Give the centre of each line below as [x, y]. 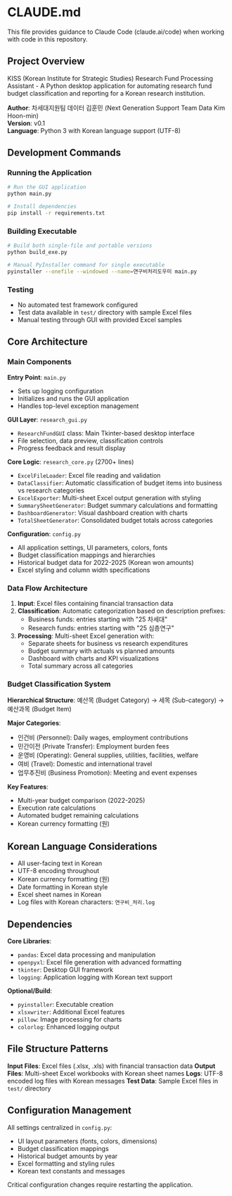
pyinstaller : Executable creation [65, 1004]
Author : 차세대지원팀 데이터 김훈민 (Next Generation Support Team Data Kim [116, 108]
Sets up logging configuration [60, 390]
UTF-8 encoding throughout [58, 871]
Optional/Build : [30, 991]
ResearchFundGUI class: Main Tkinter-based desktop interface [106, 433]
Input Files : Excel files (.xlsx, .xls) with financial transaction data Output [111, 1066]
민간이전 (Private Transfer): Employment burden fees [93, 746]
